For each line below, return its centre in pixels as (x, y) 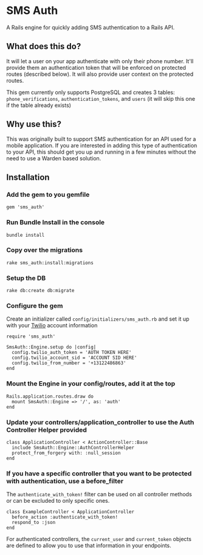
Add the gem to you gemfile (48, 194)
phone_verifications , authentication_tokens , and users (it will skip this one (101, 98)
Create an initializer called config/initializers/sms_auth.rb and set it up (98, 319)
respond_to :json (34, 523)
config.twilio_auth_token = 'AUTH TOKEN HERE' (72, 353)
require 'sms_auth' (31, 337)
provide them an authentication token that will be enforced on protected (96, 67)
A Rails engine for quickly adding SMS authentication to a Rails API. (91, 27)
